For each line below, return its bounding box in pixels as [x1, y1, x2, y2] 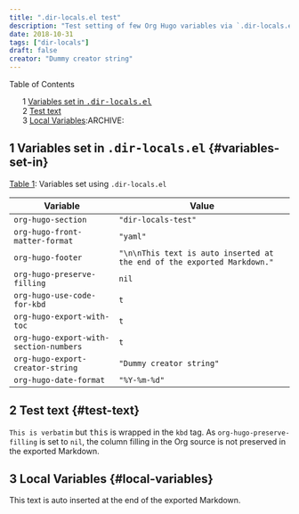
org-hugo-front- [13, 226, 83, 237]
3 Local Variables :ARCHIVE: [21, 115, 125, 126]
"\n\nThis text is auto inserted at [118, 248, 274, 258]
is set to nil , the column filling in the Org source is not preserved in [39, 436, 287, 446]
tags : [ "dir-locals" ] [9, 37, 90, 47]
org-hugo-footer [13, 252, 83, 263]
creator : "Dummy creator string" [9, 54, 133, 63]
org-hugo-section [13, 215, 87, 224]
